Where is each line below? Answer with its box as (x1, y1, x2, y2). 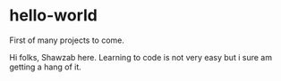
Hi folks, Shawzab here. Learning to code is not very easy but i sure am (9, 52, 273, 62)
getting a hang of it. (9, 61, 82, 72)
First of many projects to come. (9, 35, 125, 45)
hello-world (9, 5, 98, 26)
